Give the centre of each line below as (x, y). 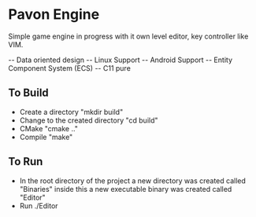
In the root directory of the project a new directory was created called (133, 180)
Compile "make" (46, 137)
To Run (26, 162)
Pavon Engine (54, 15)
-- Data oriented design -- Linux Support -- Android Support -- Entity (120, 60)
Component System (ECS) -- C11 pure (70, 68)
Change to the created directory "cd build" (89, 120)
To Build (28, 93)
